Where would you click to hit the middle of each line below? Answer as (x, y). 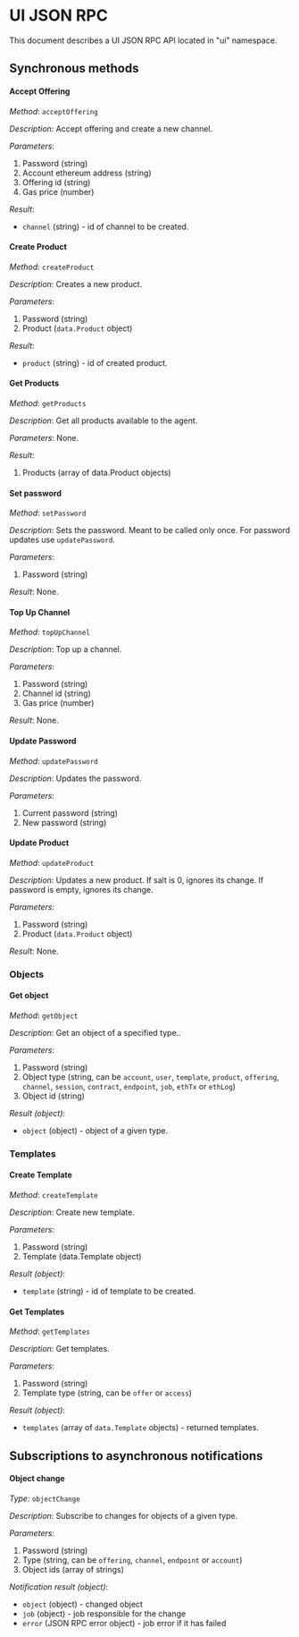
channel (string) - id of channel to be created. (105, 226)
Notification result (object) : (59, 1586)
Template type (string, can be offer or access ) (107, 1393)
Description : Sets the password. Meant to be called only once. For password (150, 530)
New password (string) (64, 822)
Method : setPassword (48, 513)
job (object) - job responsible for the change (104, 1613)
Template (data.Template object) (82, 1256)
